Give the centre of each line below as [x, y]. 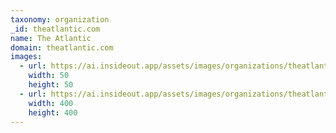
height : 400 [53, 112]
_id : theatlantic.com [55, 29]
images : [26, 57]
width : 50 [49, 76]
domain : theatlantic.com [62, 47]
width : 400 [51, 103]
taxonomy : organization [60, 19]
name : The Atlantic [51, 38]
